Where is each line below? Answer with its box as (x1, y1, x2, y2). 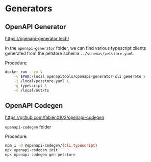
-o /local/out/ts (14, 88, 50, 93)
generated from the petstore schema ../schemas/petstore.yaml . (5, 50, 135, 56)
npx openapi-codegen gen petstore (5, 152, 76, 157)
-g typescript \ (14, 83, 48, 88)
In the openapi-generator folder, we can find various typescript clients (5, 45, 146, 51)
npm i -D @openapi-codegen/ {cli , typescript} (5, 143, 98, 148)
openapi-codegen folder (5, 124, 51, 130)
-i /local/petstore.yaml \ (14, 78, 69, 84)
